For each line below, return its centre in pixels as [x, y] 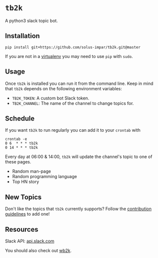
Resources [22, 229]
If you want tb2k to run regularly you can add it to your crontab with [73, 130]
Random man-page [31, 171]
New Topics [23, 197]
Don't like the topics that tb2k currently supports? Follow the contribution [79, 209]
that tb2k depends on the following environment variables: [64, 88]
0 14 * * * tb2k [21, 148]
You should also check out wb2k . [38, 250]
